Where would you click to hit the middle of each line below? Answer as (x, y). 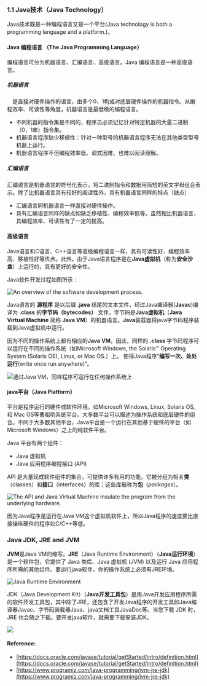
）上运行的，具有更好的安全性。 (53, 266)
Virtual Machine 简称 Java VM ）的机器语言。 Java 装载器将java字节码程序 (100, 320)
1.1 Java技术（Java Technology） (57, 9)
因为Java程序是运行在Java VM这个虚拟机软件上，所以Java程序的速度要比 (100, 516)
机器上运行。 (32, 145)
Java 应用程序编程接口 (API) (51, 463)
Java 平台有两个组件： (35, 443)
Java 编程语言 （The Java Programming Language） (75, 47)
